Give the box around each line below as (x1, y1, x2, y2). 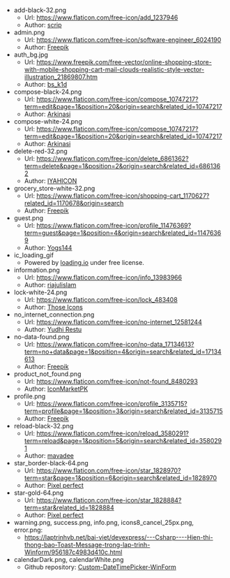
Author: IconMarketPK (24, 384, 89, 393)
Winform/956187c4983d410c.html (24, 548, 123, 556)
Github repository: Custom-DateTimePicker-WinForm (24, 563, 176, 571)
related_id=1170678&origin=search (24, 199, 124, 207)
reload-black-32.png (13, 422, 74, 430)
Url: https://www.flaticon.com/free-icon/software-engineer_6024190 (24, 36, 222, 44)
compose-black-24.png (13, 87, 82, 96)
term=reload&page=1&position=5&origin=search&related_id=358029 (24, 437, 222, 445)
